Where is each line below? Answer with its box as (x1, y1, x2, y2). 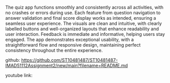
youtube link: (5, 72, 33, 78)
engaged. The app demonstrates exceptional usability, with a (5, 36, 134, 43)
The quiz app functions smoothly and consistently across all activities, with (5, 5, 164, 10)
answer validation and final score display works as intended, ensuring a (5, 15, 156, 21)
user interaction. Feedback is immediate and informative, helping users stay (5, 31, 165, 37)
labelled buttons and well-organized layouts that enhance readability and (5, 26, 159, 32)
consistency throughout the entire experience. (5, 48, 103, 53)
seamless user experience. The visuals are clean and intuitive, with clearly (5, 20, 162, 26)
